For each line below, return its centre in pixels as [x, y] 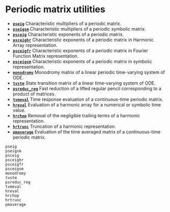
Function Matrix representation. [46, 56]
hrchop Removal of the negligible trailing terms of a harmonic [76, 115]
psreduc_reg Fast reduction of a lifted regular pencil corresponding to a [87, 88]
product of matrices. [34, 94]
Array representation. [35, 45]
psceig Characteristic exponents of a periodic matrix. [68, 34]
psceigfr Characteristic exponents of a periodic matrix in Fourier [80, 50]
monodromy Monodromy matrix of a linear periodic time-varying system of [89, 72]
